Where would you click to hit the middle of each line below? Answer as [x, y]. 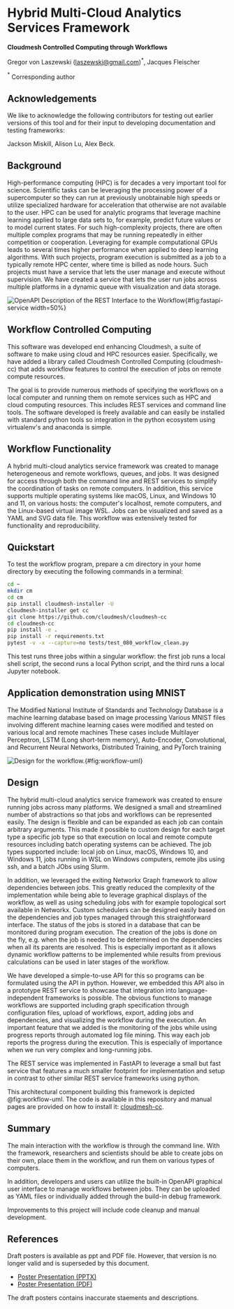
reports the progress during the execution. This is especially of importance [115, 1042]
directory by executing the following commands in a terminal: [95, 572]
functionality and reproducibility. [54, 525]
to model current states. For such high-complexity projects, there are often [115, 227]
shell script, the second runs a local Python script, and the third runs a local [116, 664]
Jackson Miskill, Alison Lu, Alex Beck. [61, 144]
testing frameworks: [36, 130]
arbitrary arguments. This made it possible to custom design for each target [116, 829]
